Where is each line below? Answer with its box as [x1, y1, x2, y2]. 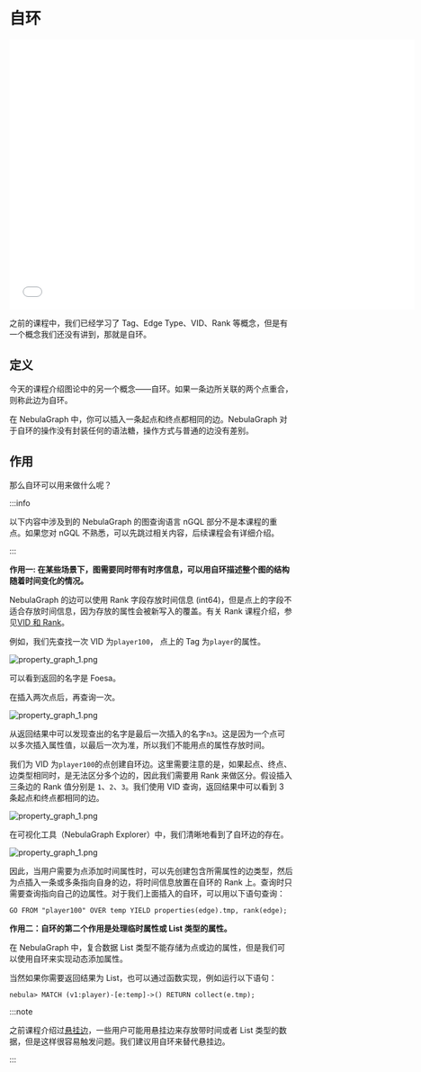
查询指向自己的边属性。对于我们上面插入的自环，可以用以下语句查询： [24, 887, 285, 898]
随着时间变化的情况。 [9, 575, 88, 586]
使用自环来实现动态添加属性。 [16, 953, 128, 964]
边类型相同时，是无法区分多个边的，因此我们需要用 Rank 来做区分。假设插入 [9, 770, 292, 780]
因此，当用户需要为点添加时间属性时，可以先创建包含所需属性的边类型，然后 [9, 865, 293, 876]
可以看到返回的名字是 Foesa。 [9, 672, 121, 683]
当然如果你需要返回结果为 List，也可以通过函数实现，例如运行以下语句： [9, 972, 277, 983]
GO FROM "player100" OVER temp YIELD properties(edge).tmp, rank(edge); [9, 905, 288, 914]
